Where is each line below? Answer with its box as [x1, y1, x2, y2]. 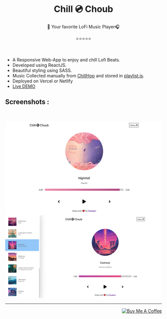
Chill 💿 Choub [54, 3, 113, 15]
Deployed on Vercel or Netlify [12, 78, 73, 84]
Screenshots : [5, 98, 50, 106]
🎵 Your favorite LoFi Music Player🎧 [47, 23, 120, 29]
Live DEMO [12, 83, 36, 89]
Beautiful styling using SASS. [12, 67, 72, 73]
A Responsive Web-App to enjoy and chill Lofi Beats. [12, 56, 120, 62]
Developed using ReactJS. [12, 62, 67, 68]
